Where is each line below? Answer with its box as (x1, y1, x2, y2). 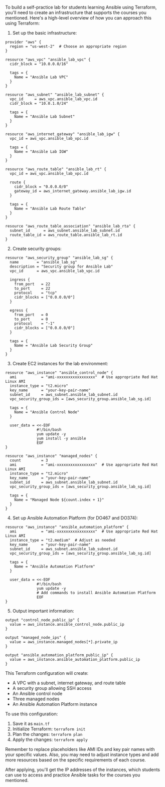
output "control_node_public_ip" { (5, 618, 80, 623)
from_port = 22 (14, 282, 51, 287)
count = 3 (10, 458, 49, 463)
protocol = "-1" (14, 321, 55, 326)
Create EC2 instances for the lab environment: (12, 361, 108, 366)
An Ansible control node (12, 691, 63, 696)
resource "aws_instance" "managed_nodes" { (5, 453, 98, 458)
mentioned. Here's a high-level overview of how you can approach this (5, 15, 152, 21)
